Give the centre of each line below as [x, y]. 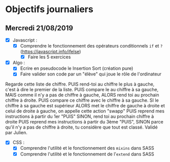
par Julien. [16, 133]
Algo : [19, 63]
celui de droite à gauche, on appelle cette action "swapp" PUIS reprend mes [85, 111]
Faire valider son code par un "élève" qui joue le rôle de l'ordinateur [91, 74]
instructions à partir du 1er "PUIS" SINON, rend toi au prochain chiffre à [80, 116]
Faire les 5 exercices [49, 57]
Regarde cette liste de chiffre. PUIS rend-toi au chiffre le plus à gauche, [80, 84]
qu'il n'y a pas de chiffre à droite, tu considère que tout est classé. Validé [82, 127]
